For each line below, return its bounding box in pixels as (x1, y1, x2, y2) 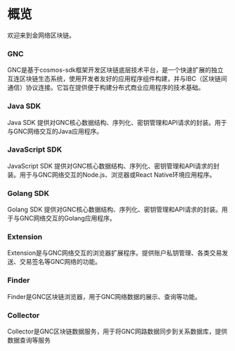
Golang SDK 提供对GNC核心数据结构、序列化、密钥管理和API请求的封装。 (7, 205, 222, 214)
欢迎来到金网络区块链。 (7, 31, 75, 39)
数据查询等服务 (7, 336, 51, 345)
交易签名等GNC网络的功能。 (19, 258, 102, 266)
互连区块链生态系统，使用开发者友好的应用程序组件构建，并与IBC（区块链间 (7, 74, 227, 83)
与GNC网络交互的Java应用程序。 (7, 127, 103, 135)
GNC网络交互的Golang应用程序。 (19, 214, 116, 223)
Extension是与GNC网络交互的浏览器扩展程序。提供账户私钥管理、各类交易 (7, 249, 222, 257)
